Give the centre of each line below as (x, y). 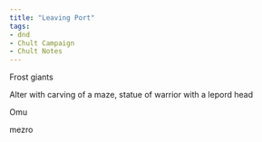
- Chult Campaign (42, 43)
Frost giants (32, 77)
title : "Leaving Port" (52, 18)
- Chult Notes (36, 52)
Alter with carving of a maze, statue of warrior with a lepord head (131, 95)
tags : (19, 26)
